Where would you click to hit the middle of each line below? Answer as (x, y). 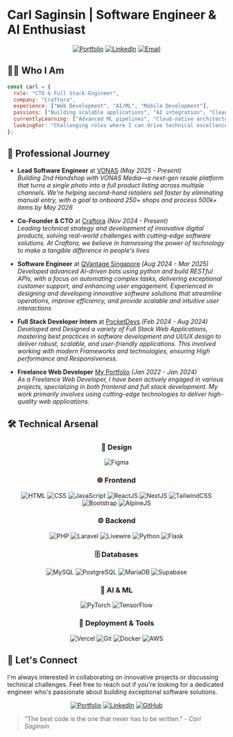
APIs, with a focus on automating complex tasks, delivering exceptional (120, 279)
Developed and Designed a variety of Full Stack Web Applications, (112, 329)
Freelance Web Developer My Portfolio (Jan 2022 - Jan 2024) (107, 372)
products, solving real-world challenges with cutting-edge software (114, 235)
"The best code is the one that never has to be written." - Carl (112, 718)
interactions (34, 308)
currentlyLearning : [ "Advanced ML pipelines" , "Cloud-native (104, 119)
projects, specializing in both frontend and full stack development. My (118, 386)
